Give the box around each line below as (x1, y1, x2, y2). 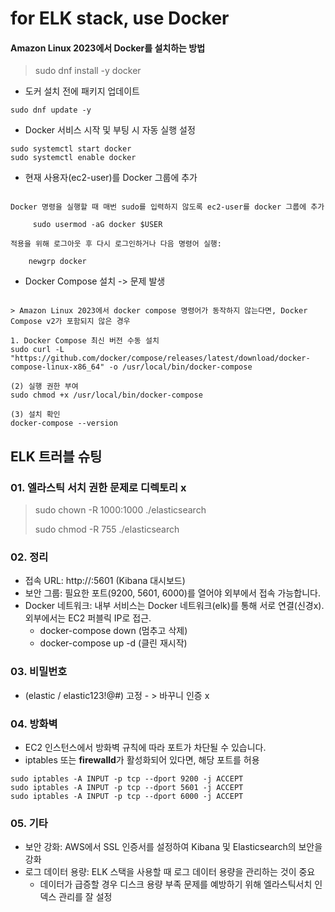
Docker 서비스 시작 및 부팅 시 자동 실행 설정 (24, 124, 196, 136)
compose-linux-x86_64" (10, 362, 105, 372)
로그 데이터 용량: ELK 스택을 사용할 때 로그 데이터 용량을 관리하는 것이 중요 (24, 866, 316, 878)
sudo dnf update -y (10, 105, 92, 116)
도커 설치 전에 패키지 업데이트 (24, 85, 140, 97)
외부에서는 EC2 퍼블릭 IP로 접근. (24, 612, 152, 624)
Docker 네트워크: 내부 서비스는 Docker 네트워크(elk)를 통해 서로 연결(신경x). (24, 600, 325, 612)
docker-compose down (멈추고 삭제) (39, 625, 188, 637)
